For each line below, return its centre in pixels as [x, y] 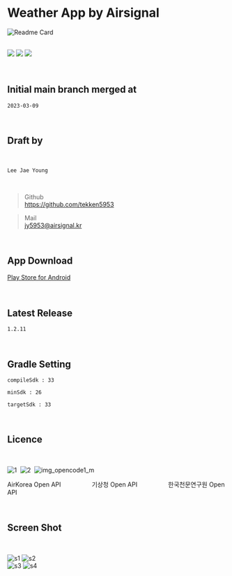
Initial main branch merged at [72, 90]
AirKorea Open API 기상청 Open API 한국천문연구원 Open [116, 484]
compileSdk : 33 [31, 380]
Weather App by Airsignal [84, 13]
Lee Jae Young [28, 170]
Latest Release [40, 313]
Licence [25, 439]
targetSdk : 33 [29, 405]
